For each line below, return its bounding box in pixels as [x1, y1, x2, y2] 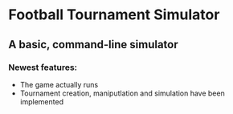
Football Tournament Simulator [8, 6, 220, 24]
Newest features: [8, 62, 78, 73]
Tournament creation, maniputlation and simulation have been [19, 88, 225, 98]
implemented [19, 96, 64, 106]
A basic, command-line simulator [8, 38, 178, 51]
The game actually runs [19, 79, 99, 89]
